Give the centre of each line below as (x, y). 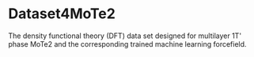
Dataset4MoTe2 (62, 14)
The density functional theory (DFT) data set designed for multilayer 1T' (125, 36)
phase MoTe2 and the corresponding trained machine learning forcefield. (127, 44)
